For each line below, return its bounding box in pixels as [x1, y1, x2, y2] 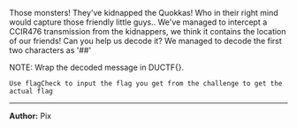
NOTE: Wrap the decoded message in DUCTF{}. [9, 62, 184, 72]
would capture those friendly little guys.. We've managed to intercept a [9, 17, 268, 27]
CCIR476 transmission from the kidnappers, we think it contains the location [9, 26, 286, 36]
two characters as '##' [9, 45, 92, 56]
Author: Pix [9, 110, 51, 121]
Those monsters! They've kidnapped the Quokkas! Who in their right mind [9, 8, 278, 18]
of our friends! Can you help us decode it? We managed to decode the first [9, 35, 283, 46]
